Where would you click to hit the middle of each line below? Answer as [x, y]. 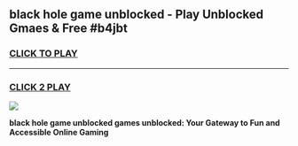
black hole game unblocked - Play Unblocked [137, 15]
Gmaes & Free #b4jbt [69, 29]
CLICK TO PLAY [43, 54]
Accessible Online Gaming [59, 132]
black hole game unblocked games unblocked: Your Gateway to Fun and [145, 122]
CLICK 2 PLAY [40, 87]
